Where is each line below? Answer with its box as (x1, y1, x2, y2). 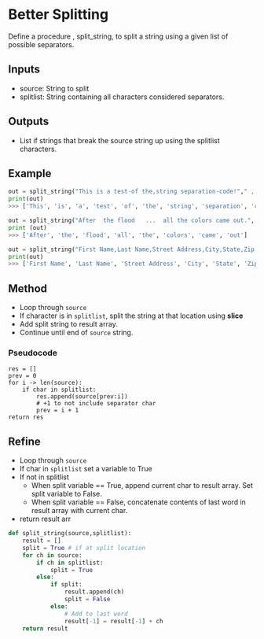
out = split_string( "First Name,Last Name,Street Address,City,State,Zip (8, 246, 255, 253)
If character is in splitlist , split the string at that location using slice (19, 311, 244, 320)
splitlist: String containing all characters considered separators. (19, 92, 225, 102)
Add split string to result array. (19, 319, 118, 329)
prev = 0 (8, 372, 37, 380)
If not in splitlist (19, 472, 69, 482)
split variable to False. (31, 489, 102, 499)
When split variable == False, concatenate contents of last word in (31, 497, 246, 507)
